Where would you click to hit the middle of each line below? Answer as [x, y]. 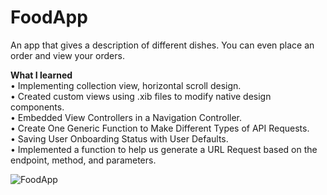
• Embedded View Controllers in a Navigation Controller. [126, 117]
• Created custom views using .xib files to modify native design [141, 96]
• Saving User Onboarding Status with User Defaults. [119, 138]
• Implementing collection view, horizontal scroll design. [126, 85]
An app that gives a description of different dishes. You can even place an [162, 45]
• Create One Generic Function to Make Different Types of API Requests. [160, 128]
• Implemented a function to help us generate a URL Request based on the [164, 149]
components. [37, 107]
